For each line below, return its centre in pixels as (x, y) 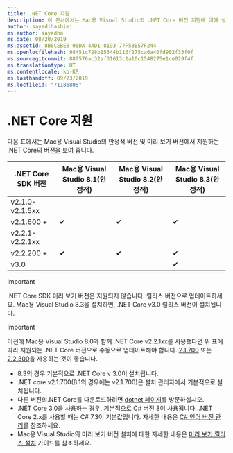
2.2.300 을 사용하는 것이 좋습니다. (53, 359)
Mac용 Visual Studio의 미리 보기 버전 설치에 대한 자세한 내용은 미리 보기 (115, 434)
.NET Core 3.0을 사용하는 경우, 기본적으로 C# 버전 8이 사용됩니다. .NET (115, 408)
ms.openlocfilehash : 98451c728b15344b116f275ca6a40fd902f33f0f (101, 53)
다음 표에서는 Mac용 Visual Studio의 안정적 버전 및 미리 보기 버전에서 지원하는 (113, 142)
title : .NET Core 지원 (38, 14)
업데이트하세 (206, 296)
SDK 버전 (32, 184)
